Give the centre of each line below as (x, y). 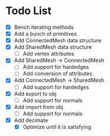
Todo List (29, 11)
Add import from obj (39, 107)
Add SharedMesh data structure (53, 47)
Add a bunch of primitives (45, 34)
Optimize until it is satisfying (57, 127)
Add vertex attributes (49, 54)
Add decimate (31, 120)
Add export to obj (35, 94)
